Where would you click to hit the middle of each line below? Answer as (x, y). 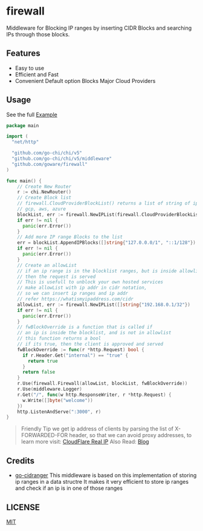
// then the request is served (56, 277)
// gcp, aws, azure (42, 209)
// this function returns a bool (59, 338)
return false (39, 372)
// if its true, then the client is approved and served (90, 344)
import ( (17, 137)
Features (23, 54)
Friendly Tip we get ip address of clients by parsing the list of (97, 429)
